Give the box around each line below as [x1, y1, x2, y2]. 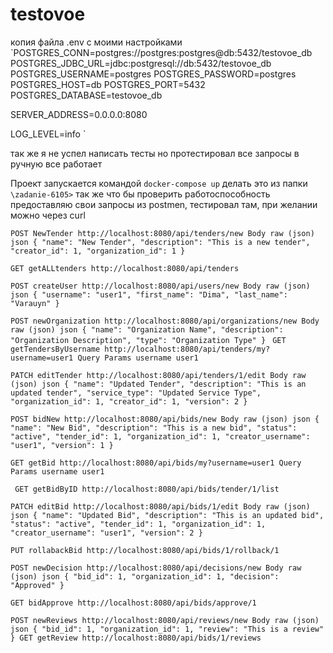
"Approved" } [10, 580, 65, 590]
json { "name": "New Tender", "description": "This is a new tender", [10, 237, 311, 247]
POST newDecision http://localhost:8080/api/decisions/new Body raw [10, 563, 302, 573]
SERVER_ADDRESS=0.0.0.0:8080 [10, 108, 148, 120]
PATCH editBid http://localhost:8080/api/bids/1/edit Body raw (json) [10, 501, 311, 512]
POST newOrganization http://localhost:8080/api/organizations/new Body [10, 316, 320, 326]
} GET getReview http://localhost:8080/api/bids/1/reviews [10, 633, 262, 643]
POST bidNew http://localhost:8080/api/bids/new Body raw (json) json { [10, 414, 320, 424]
